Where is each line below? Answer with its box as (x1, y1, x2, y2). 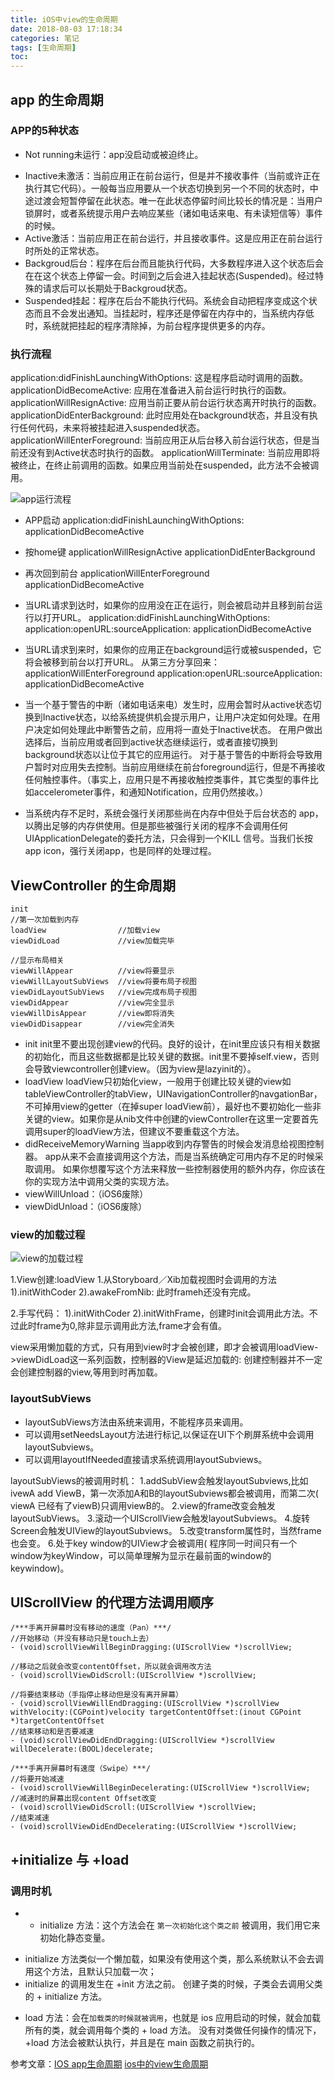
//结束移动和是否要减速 (10, 1727, 95, 1737)
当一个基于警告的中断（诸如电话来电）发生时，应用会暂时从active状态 (24, 699, 313, 711)
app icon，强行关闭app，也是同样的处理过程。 (24, 845, 217, 857)
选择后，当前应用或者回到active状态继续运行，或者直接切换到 (24, 736, 278, 748)
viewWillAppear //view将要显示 (10, 966, 175, 976)
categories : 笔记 (10, 33, 80, 43)
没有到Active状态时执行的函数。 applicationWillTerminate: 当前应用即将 (27, 447, 320, 459)
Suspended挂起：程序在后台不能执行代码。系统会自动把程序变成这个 (24, 294, 309, 306)
